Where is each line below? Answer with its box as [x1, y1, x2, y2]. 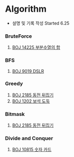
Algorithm [5, 3, 47, 15]
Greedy [5, 80, 23, 87]
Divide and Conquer [5, 135, 54, 142]
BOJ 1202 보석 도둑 [12, 98, 50, 104]
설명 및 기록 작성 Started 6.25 [12, 20, 70, 26]
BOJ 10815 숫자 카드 [12, 147, 52, 153]
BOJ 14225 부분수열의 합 [12, 45, 60, 50]
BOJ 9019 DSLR [12, 68, 44, 74]
